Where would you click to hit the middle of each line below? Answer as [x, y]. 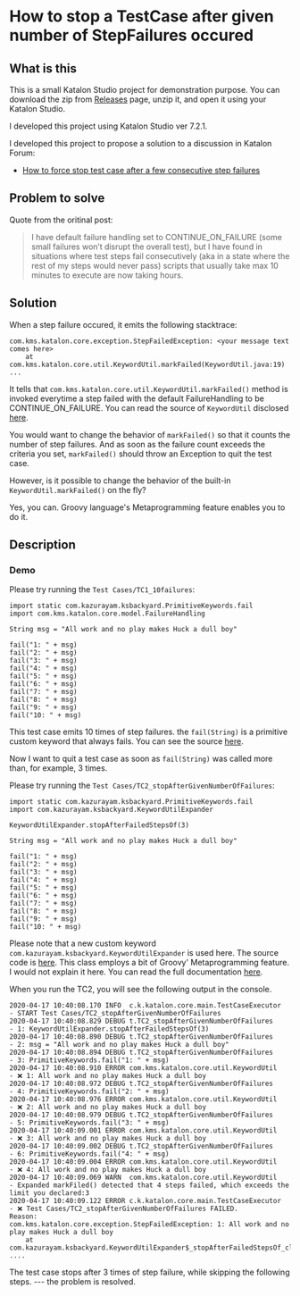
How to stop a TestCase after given [142, 17]
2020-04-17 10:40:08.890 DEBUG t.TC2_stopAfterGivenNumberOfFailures [142, 1037]
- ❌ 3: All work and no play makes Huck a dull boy [108, 1139]
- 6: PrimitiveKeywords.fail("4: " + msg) [89, 1154]
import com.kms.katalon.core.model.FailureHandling [107, 614]
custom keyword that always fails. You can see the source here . [126, 741]
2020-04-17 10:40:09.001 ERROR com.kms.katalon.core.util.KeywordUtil [143, 1131]
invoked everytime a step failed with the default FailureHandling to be [137, 398]
